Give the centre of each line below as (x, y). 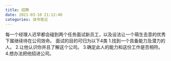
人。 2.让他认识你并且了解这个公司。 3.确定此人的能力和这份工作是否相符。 (84, 47)
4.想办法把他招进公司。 (30, 53)
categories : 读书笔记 (27, 19)
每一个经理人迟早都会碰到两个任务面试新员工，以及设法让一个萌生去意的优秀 (85, 35)
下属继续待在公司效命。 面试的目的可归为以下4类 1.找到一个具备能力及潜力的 (85, 41)
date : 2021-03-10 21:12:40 (34, 15)
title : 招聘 (17, 10)
